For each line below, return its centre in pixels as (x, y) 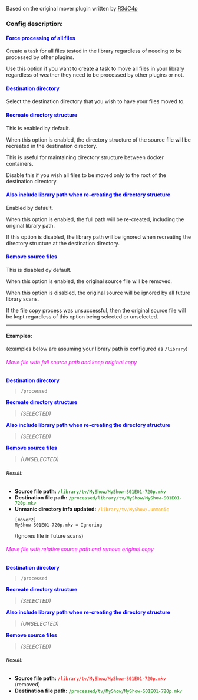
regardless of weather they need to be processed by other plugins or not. (95, 75)
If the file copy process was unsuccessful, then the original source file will (96, 310)
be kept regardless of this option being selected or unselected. (82, 316)
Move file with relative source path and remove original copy (80, 549)
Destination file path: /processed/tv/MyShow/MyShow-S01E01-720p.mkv (98, 691)
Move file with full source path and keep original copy (72, 362)
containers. (20, 163)
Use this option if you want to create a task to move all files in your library (95, 69)
